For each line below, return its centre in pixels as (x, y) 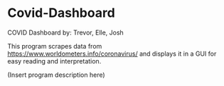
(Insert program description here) (56, 75)
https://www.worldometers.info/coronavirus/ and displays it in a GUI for (112, 54)
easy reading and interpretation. (54, 61)
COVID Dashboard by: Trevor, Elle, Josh (66, 32)
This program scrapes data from (55, 46)
